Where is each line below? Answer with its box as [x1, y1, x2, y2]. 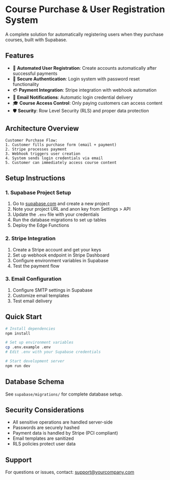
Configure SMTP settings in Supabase [12, 287, 93, 293]
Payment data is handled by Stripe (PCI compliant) [12, 430, 118, 436]
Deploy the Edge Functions [12, 222, 70, 229]
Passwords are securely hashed [12, 425, 80, 431]
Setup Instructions [5, 174, 65, 182]
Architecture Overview [5, 124, 79, 133]
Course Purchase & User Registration [5, 4, 165, 15]
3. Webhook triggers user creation [5, 151, 81, 156]
